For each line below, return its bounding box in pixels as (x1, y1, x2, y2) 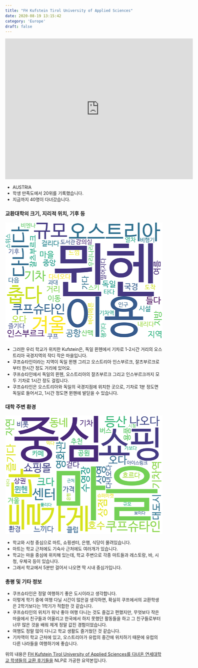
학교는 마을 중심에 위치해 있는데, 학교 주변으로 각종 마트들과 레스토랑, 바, (12, 552, 154, 558)
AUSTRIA (12, 184, 31, 190)
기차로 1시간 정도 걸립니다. (17, 377, 69, 383)
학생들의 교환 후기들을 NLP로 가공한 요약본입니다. (10, 657, 107, 663)
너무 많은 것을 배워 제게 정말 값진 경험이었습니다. (12, 622, 107, 628)
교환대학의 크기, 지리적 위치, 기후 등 (5, 210, 85, 217)
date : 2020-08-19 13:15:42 (5, 13, 61, 19)
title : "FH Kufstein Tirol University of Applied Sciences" (5, 8, 133, 13)
